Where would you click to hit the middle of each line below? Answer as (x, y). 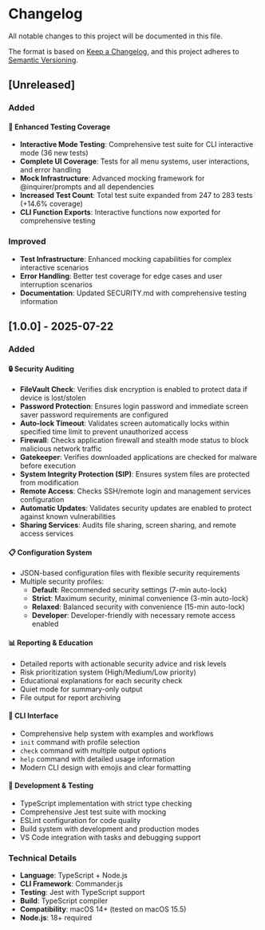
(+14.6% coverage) (51, 204)
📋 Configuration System (50, 552)
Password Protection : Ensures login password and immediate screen (134, 406)
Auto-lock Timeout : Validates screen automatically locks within (125, 423)
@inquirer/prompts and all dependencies (87, 187)
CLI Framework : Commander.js (71, 884)
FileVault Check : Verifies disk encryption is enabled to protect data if (133, 390)
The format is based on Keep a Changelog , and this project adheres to (124, 51)
